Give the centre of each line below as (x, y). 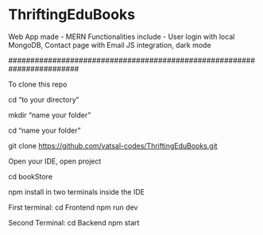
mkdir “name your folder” (50, 115)
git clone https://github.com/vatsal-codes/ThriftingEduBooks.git (113, 145)
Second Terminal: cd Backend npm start (74, 222)
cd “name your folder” (44, 130)
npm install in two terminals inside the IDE (77, 191)
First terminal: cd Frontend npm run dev (73, 207)
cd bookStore (31, 176)
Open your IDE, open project (55, 161)
